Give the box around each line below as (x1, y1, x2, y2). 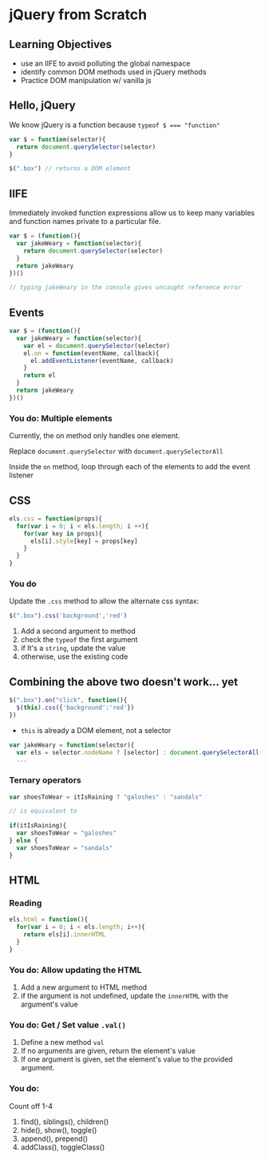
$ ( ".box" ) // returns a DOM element (9, 165, 131, 173)
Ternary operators (9, 775, 82, 786)
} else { (9, 837, 38, 845)
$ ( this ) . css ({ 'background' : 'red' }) (16, 704, 135, 712)
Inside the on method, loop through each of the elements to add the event (9, 462, 251, 472)
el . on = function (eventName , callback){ (23, 349, 160, 357)
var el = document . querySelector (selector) (23, 341, 171, 349)
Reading (9, 898, 42, 909)
